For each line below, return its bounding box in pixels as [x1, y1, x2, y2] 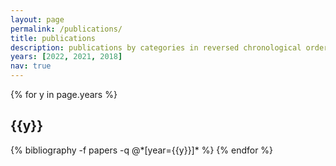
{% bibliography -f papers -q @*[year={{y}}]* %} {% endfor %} [10, 144, 274, 156]
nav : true [10, 61, 52, 71]
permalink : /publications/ [10, 24, 123, 34]
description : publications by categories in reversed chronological [10, 42, 302, 53]
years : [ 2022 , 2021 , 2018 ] [10, 52, 123, 62]
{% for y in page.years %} [10, 89, 118, 100]
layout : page [10, 14, 65, 25]
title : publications [10, 33, 97, 43]
